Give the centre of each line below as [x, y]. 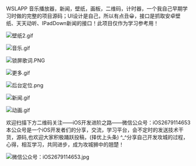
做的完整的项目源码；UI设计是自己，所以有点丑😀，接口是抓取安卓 [96, 16]
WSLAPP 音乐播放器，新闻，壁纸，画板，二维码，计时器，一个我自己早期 [94, 8]
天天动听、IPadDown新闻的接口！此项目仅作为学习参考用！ [87, 23]
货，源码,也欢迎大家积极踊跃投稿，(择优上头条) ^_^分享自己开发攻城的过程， [97, 137]
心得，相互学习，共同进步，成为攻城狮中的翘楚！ [65, 144]
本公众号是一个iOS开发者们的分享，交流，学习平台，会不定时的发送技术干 [95, 130]
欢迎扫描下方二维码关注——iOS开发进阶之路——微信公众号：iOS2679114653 [98, 122]
